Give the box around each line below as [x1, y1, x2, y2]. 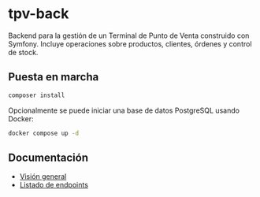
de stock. [8, 47, 39, 57]
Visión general [19, 172, 67, 181]
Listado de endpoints [19, 180, 89, 190]
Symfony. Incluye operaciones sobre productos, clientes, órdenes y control [8, 39, 252, 48]
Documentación [8, 151, 89, 164]
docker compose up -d [8, 129, 80, 137]
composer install [8, 91, 65, 99]
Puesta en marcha [8, 70, 99, 84]
